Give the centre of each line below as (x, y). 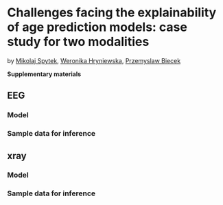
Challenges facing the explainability (112, 13)
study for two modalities (78, 42)
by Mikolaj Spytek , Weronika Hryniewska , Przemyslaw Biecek (94, 60)
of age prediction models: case (97, 27)
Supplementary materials (44, 74)
